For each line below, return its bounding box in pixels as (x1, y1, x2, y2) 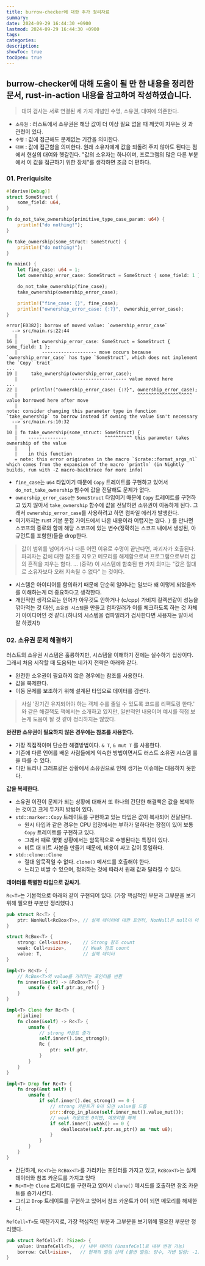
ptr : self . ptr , (49, 1047, 88, 1053)
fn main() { (6, 261, 37, 267)
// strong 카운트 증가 (38, 1030, 90, 1036)
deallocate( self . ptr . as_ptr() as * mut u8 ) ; (60, 1126, 173, 1132)
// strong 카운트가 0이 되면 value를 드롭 (49, 1103, 147, 1110)
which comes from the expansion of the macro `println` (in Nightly (6, 462, 184, 468)
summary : (6, 15, 29, 21)
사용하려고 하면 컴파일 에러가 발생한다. (87, 509, 179, 517)
